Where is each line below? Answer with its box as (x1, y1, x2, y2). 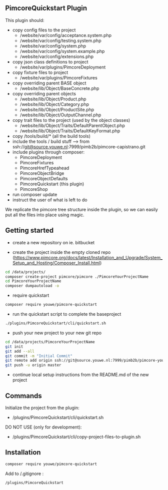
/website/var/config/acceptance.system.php (19, 32, 111, 38)
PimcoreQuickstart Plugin (5, 4, 87, 12)
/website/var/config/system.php (19, 42, 86, 49)
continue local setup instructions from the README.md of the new (12, 372, 149, 378)
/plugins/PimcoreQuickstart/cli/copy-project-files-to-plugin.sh (12, 434, 141, 440)
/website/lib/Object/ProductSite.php (19, 106, 94, 112)
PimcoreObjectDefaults (19, 175, 68, 181)
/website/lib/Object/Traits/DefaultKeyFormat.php (19, 127, 120, 134)
